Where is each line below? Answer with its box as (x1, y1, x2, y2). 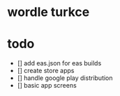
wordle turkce (7, 4, 90, 20)
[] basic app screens (17, 81, 77, 90)
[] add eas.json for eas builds (17, 59, 102, 67)
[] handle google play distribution (17, 74, 113, 82)
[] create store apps (17, 67, 75, 75)
